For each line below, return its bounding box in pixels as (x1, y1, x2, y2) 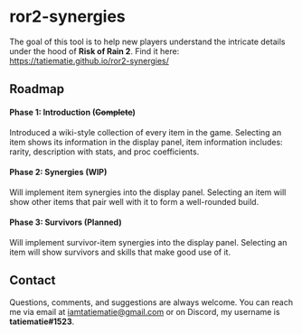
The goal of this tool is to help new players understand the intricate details (9, 36, 286, 47)
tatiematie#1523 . (9, 316, 75, 327)
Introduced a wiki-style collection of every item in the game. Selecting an (9, 126, 282, 137)
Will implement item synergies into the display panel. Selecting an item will (9, 187, 287, 198)
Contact (9, 273, 56, 288)
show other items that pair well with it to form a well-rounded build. (9, 196, 260, 207)
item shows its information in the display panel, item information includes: (9, 136, 283, 147)
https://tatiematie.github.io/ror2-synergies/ (9, 55, 169, 66)
